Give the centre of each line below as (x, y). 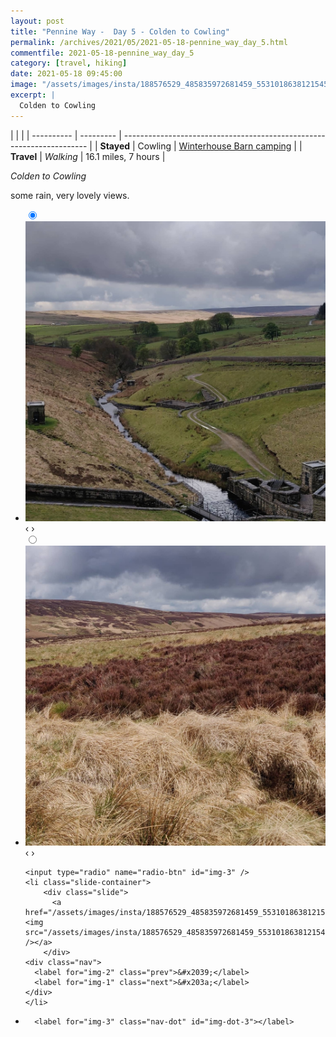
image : (24, 85)
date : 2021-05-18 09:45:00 (66, 74)
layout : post (37, 21)
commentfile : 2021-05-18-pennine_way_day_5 (102, 53)
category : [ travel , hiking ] (69, 63)
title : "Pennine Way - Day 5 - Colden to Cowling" (120, 31)
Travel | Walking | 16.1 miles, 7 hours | (88, 156)
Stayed (115, 146)
